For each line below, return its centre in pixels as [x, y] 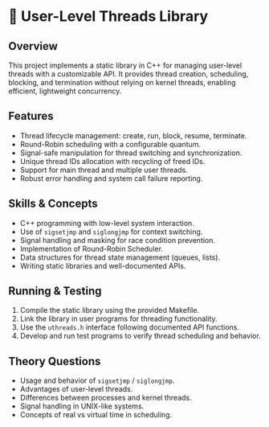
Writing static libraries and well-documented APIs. [103, 265]
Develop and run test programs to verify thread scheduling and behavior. [140, 336]
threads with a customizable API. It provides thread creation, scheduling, [128, 74]
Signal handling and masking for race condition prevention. [117, 240]
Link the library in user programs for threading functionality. [119, 319]
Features [31, 116]
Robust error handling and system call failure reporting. [111, 178]
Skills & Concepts [53, 204]
